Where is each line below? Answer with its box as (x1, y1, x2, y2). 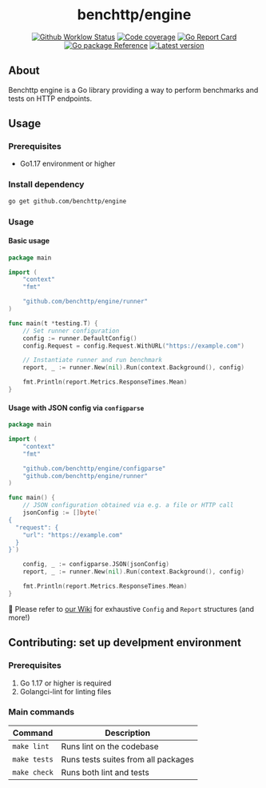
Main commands (8, 706, 74, 718)
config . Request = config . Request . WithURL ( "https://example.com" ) (22, 342, 245, 350)
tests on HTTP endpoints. (8, 94, 93, 103)
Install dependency (8, 179, 85, 190)
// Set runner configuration (22, 327, 120, 335)
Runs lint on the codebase (61, 741, 159, 752)
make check (12, 767, 54, 777)
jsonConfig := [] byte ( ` (22, 509, 102, 517)
